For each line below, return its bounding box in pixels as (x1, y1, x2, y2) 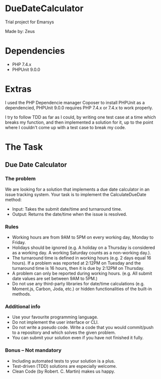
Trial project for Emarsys (5, 19, 54, 25)
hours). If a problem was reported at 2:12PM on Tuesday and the (12, 260, 141, 266)
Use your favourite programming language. (12, 314, 98, 320)
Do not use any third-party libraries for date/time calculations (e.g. (12, 280, 145, 286)
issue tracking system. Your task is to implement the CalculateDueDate (5, 191, 146, 197)
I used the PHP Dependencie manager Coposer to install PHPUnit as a (5, 99, 145, 105)
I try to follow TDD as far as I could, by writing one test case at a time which (5, 114, 156, 120)
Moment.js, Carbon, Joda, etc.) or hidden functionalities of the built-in (12, 286, 152, 292)
